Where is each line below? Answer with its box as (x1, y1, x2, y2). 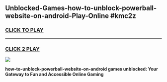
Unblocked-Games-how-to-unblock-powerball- (5, 4, 157, 12)
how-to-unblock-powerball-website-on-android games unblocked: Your (5, 66, 158, 72)
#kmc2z (110, 12, 137, 20)
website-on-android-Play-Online (5, 12, 109, 20)
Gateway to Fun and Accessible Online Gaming (5, 71, 104, 77)
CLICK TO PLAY (5, 27, 44, 34)
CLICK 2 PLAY (5, 45, 40, 52)
